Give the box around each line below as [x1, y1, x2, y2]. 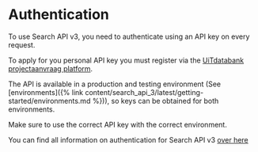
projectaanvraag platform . [8, 63, 93, 73]
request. [8, 40, 36, 49]
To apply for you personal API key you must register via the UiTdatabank [8, 55, 245, 65]
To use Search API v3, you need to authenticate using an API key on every [8, 32, 250, 41]
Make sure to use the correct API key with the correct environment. [8, 120, 227, 129]
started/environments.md [8, 96, 91, 105]
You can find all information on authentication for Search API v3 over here [8, 135, 249, 144]
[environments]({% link [8, 87, 84, 97]
